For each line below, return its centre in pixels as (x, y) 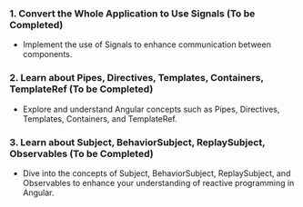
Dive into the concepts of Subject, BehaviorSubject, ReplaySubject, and (157, 173)
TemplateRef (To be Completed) (81, 89)
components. (47, 54)
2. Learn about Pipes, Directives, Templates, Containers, (136, 78)
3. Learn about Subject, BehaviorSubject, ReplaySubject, (137, 142)
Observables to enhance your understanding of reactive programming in (158, 182)
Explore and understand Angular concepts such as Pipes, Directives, (151, 109)
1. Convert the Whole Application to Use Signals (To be (132, 14)
